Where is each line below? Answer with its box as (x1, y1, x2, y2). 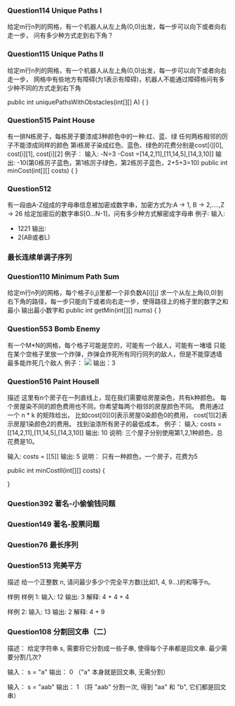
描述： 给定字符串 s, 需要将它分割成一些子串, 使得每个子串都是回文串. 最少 (7, 644, 222, 653)
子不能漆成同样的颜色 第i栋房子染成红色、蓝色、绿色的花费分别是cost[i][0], (7, 140, 224, 149)
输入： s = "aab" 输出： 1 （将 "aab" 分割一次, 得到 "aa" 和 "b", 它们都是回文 (7, 683, 227, 691)
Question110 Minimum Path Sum (7, 272, 119, 282)
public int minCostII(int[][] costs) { (7, 466, 105, 474)
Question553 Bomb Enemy (7, 324, 100, 334)
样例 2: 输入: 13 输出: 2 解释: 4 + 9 (7, 608, 105, 616)
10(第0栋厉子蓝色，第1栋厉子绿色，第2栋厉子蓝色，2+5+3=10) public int (20, 158, 228, 166)
